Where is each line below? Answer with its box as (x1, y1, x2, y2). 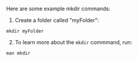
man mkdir (6, 50, 31, 56)
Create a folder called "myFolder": (14, 17, 100, 23)
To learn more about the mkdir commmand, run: (14, 39, 133, 45)
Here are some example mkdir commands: (6, 5, 111, 12)
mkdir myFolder (6, 28, 44, 34)
